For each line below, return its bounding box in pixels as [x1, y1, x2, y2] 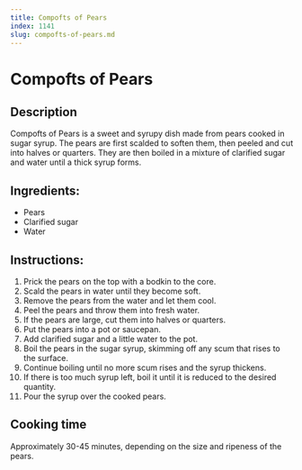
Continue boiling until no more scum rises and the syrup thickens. [22, 362, 267, 373]
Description [10, 104, 77, 120]
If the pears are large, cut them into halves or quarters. [22, 314, 226, 325]
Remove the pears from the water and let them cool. [22, 295, 217, 306]
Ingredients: [10, 183, 80, 198]
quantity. [22, 382, 57, 392]
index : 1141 [10, 22, 55, 31]
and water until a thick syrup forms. [10, 157, 142, 167]
